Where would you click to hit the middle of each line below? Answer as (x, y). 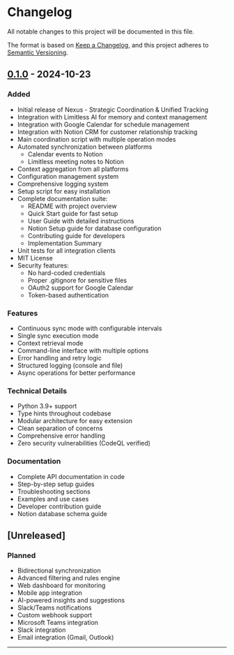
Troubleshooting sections (54, 491)
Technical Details (37, 390)
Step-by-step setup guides (56, 484)
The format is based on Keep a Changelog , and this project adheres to (108, 45)
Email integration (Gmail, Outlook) (65, 638)
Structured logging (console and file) (70, 365)
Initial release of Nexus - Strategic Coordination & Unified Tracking (113, 110)
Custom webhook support (55, 615)
